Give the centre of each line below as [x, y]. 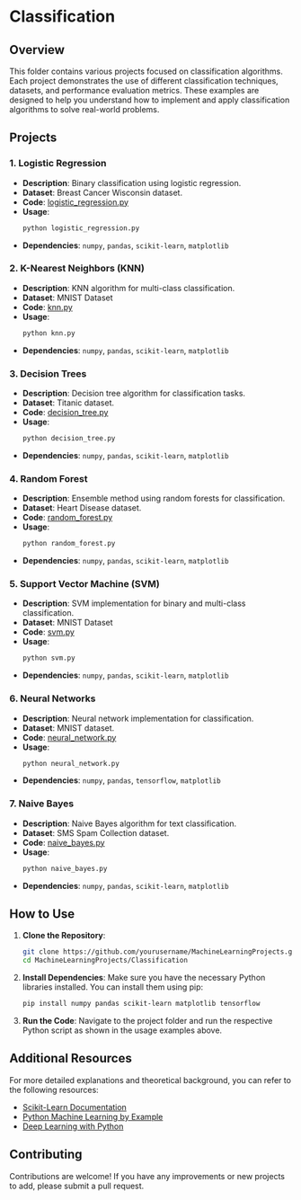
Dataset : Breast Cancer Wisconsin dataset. [102, 192]
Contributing [46, 1155]
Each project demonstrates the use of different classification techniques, [144, 81]
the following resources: [54, 1089]
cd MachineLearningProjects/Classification [105, 960]
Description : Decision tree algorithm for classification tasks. [133, 394]
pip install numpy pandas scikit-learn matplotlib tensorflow [141, 1004]
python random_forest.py [69, 544]
